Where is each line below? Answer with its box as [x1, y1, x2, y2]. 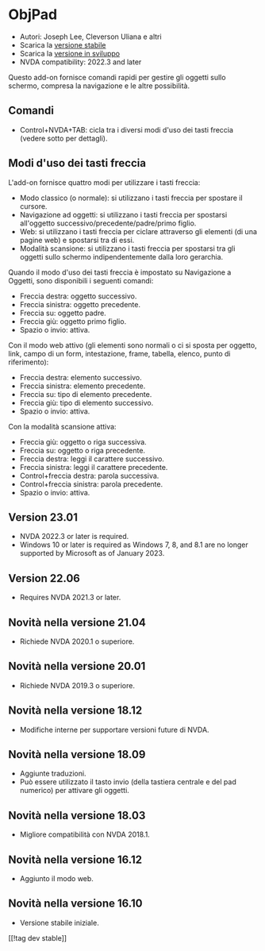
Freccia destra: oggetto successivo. [19, 291, 137, 301]
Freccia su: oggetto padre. [19, 308, 107, 318]
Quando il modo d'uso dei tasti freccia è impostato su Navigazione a [8, 268, 232, 277]
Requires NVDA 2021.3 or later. [19, 593, 121, 603]
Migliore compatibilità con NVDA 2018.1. [19, 830, 151, 839]
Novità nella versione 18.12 [8, 704, 143, 718]
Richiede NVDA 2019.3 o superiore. [19, 680, 135, 690]
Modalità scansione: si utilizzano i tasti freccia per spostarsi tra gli [19, 244, 236, 253]
